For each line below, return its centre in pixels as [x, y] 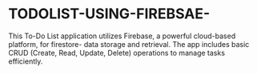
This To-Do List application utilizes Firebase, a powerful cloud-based [122, 36]
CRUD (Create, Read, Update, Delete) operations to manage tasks [117, 53]
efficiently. [26, 61]
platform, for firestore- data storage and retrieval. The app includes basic [129, 44]
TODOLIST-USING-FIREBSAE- [109, 14]
